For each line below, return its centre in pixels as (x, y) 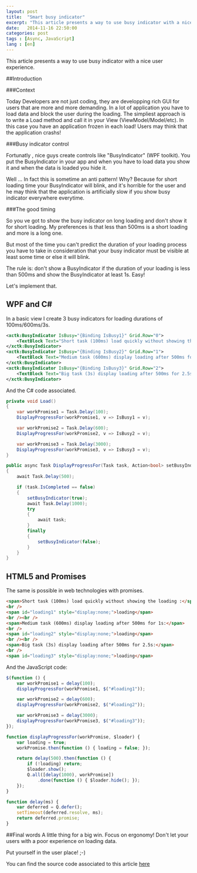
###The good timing (31, 209)
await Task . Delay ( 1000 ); (57, 503)
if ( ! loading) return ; (55, 764)
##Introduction (24, 78)
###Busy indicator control (38, 144)
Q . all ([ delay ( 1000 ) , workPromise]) (71, 775)
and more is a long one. (35, 233)
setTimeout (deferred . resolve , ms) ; (60, 813)
